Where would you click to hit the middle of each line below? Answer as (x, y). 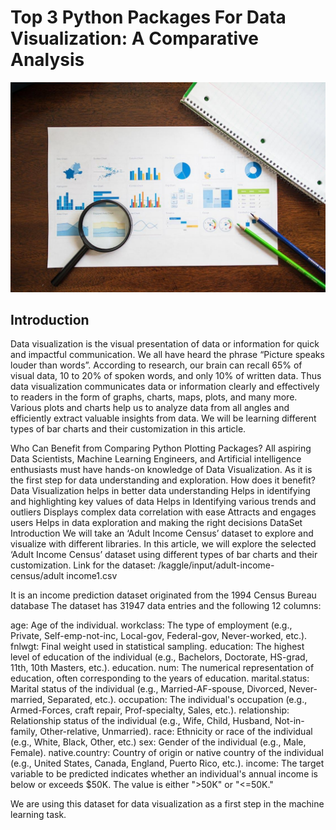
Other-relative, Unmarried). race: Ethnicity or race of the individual (176, 732)
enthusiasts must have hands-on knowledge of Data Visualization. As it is (161, 470)
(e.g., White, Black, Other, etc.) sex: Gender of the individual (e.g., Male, (158, 742)
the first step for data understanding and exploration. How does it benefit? (163, 480)
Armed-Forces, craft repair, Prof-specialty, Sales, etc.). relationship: (150, 710)
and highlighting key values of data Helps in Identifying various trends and (163, 502)
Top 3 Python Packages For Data (148, 17)
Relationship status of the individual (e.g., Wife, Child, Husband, (141, 721)
